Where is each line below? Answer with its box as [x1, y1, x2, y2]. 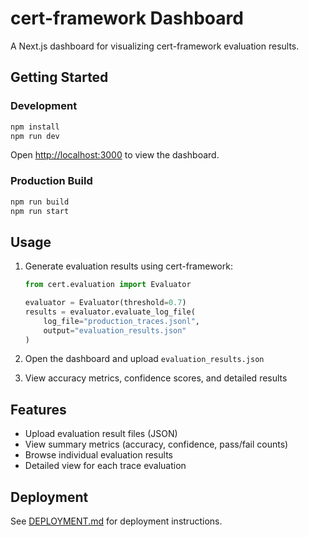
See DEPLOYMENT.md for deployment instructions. [10, 515, 223, 527]
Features [10, 401, 67, 418]
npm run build [10, 197, 70, 207]
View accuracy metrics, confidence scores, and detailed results [24, 372, 288, 384]
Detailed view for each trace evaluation [24, 460, 187, 472]
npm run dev [10, 131, 60, 141]
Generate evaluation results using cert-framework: [24, 260, 233, 272]
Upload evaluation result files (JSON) [24, 428, 178, 440]
